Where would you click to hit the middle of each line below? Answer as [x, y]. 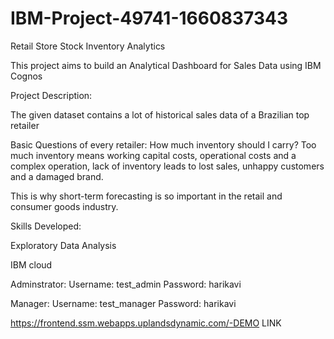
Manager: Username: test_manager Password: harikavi [123, 303]
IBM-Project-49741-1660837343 [149, 18]
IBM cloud [31, 264]
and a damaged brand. [57, 176]
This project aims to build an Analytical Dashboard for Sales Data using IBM [166, 65]
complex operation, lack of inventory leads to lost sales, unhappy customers [167, 166]
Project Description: [51, 95]
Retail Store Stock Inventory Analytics [88, 46]
